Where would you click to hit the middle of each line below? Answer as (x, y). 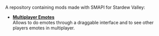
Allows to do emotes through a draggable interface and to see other (83, 23)
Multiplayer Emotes (33, 17)
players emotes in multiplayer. (44, 28)
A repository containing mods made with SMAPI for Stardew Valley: (75, 7)
